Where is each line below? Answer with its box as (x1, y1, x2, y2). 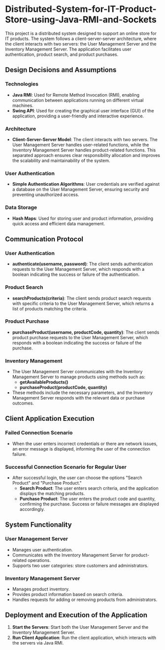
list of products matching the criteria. (12, 305, 88, 311)
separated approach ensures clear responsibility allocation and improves (12, 152, 160, 158)
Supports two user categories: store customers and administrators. (12, 562, 149, 568)
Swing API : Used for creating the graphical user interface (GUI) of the (12, 107, 154, 113)
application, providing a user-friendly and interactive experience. (12, 113, 144, 119)
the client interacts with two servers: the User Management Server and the (5, 41, 157, 47)
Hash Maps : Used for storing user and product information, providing (12, 215, 154, 221)
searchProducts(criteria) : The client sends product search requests (12, 295, 151, 301)
